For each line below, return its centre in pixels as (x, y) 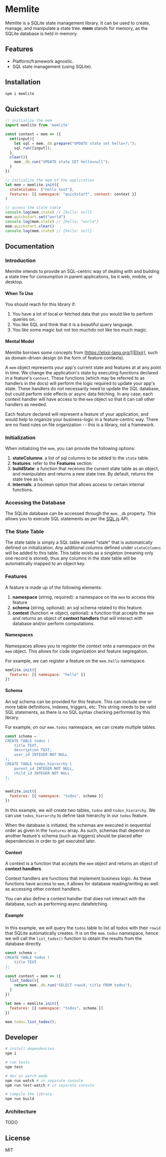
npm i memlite (20, 94)
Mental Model (20, 341)
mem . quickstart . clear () (30, 226)
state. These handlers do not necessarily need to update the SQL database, (83, 388)
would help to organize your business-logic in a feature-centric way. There (82, 419)
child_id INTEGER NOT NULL (42, 773)
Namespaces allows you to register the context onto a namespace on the (80, 646)
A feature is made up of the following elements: (54, 587)
